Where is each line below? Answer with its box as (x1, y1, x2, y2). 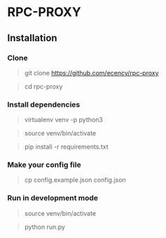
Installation (7, 32, 57, 44)
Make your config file (7, 160, 82, 170)
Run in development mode (7, 193, 99, 203)
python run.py (24, 223, 65, 231)
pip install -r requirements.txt (24, 142, 109, 151)
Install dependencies (7, 99, 81, 109)
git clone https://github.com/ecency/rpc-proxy (24, 68, 159, 77)
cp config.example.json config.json (24, 176, 126, 184)
